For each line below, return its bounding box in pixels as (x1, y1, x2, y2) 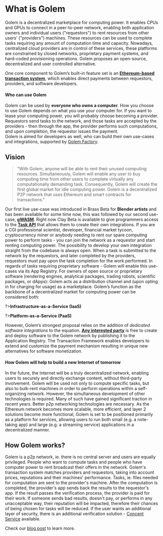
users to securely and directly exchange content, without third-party (5, 375, 142, 381)
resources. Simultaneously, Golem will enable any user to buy (17, 171, 141, 177)
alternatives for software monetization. (5, 348, 83, 354)
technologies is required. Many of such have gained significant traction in (5, 396, 152, 402)
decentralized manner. (5, 427, 50, 433)
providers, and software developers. (5, 80, 78, 86)
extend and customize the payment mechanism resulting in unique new (5, 343, 148, 349)
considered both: (5, 294, 39, 300)
